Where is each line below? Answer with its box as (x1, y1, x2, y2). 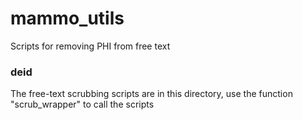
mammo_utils (10, 7, 125, 30)
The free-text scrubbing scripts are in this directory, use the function (10, 88, 293, 100)
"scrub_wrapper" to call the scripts (10, 98, 155, 111)
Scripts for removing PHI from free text (10, 40, 171, 52)
